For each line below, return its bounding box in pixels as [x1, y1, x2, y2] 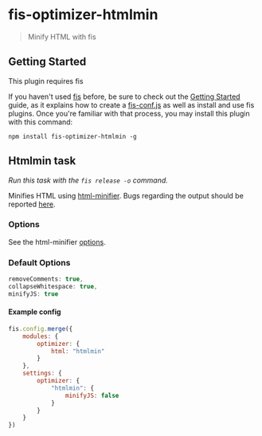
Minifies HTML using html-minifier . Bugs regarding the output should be [8, 191, 244, 200]
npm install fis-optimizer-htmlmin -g [8, 132, 137, 140]
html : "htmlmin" [50, 347, 105, 355]
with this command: [8, 117, 73, 127]
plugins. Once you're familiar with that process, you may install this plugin [8, 108, 250, 118]
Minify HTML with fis [27, 32, 97, 41]
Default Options [8, 257, 71, 268]
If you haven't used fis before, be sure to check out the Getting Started [8, 92, 240, 101]
